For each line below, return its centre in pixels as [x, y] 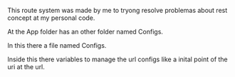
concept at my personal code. [51, 18]
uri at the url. [26, 67]
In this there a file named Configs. [57, 45]
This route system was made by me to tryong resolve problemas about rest [117, 10]
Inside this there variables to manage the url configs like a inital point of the [117, 59]
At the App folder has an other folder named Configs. [85, 32]
